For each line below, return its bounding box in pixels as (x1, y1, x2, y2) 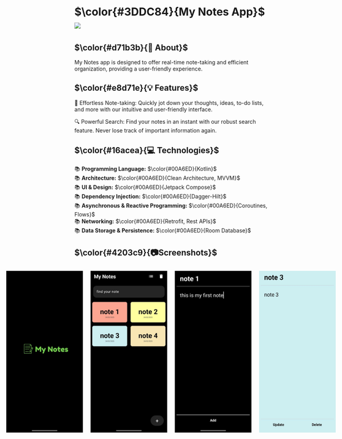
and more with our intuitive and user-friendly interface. (74, 105, 213, 113)
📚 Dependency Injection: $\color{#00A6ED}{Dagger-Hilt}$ (74, 193, 227, 200)
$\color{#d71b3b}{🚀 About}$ (74, 42, 189, 53)
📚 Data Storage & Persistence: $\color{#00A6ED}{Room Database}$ (74, 226, 251, 234)
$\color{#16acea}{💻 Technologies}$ (74, 145, 219, 156)
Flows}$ (74, 210, 96, 218)
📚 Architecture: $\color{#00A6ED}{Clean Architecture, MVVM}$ (74, 174, 241, 181)
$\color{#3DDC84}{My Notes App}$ (74, 5, 265, 19)
